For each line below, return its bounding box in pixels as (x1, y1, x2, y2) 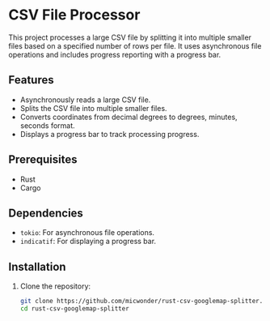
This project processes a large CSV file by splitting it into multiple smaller (8, 32, 252, 42)
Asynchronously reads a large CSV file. (19, 95, 151, 105)
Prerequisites (8, 152, 78, 167)
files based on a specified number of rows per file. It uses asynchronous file (8, 41, 262, 50)
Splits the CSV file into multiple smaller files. (19, 103, 167, 113)
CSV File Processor (8, 6, 141, 24)
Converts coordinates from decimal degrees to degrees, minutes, (19, 112, 238, 122)
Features (8, 73, 54, 87)
